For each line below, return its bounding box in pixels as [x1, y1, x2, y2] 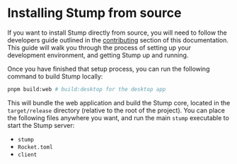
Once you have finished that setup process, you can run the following [7, 64, 210, 73]
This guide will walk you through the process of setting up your [7, 43, 192, 52]
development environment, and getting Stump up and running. [7, 51, 189, 59]
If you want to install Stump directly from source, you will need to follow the [7, 28, 228, 37]
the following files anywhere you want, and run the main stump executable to [7, 113, 230, 122]
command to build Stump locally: [7, 72, 103, 81]
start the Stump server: [7, 121, 75, 129]
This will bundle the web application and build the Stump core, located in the [7, 98, 231, 107]
